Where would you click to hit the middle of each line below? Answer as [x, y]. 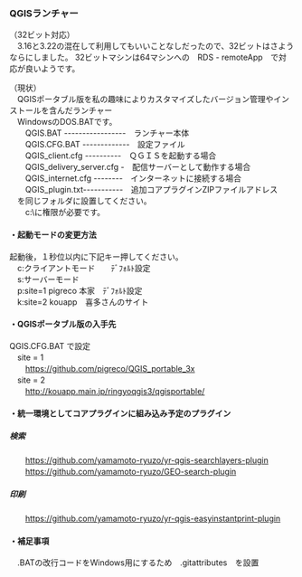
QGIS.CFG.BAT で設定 [50, 345]
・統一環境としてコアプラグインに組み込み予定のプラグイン [120, 413]
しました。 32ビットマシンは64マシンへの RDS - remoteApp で [156, 57]
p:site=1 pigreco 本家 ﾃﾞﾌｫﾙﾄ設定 [80, 290]
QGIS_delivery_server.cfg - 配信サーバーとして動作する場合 [138, 167]
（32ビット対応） [42, 35]
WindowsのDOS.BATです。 [67, 122]
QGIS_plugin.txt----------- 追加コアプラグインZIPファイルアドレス [151, 190]
